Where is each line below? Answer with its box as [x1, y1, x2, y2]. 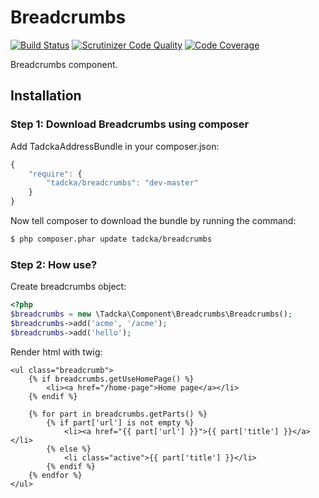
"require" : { [28, 169, 83, 179]
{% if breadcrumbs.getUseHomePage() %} [28, 374, 195, 384]
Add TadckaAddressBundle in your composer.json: [10, 140, 220, 152]
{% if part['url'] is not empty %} [46, 417, 195, 428]
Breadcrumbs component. [10, 58, 118, 70]
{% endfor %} [28, 470, 83, 480]
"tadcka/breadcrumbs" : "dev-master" [46, 178, 199, 188]
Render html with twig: [10, 346, 103, 358]
